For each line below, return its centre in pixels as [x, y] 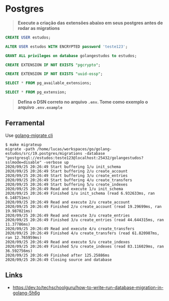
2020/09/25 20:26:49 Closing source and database [59, 260]
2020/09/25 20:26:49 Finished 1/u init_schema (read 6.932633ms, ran [80, 193]
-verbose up [56, 162]
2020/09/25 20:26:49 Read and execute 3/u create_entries [68, 216]
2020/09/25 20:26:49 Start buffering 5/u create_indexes [67, 184]
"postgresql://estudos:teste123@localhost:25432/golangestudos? [74, 158]
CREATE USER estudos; [28, 37]
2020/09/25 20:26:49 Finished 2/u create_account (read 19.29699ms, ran [83, 206]
